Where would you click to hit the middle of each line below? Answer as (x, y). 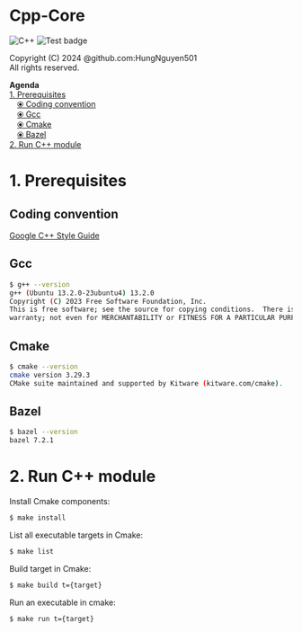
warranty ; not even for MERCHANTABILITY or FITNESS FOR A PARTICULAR (142, 318)
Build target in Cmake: (50, 568)
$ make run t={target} (52, 619)
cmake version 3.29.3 (50, 375)
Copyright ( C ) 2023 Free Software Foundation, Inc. (108, 301)
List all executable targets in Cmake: (76, 535)
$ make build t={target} (56, 585)
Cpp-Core (47, 16)
